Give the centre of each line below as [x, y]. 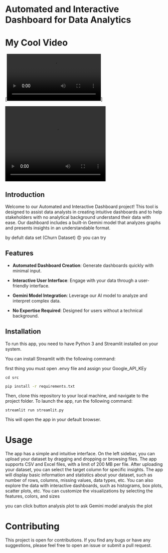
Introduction [25, 195]
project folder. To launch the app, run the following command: [69, 401]
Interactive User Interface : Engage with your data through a [75, 280]
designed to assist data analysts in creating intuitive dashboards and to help [84, 212]
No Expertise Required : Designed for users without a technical [77, 310]
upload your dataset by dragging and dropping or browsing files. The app [81, 459]
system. [13, 349]
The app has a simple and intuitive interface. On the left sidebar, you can [80, 454]
